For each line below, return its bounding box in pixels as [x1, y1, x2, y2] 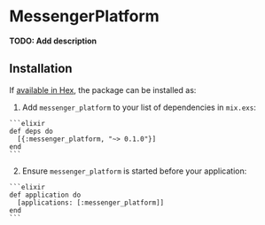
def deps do [9, 127, 53, 136]
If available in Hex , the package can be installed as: [9, 84, 197, 95]
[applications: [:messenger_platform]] [17, 198, 165, 207]
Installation [9, 61, 73, 76]
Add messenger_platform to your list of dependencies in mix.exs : [21, 102, 257, 112]
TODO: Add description [9, 35, 97, 46]
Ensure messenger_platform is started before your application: [21, 166, 247, 176]
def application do [9, 190, 82, 199]
